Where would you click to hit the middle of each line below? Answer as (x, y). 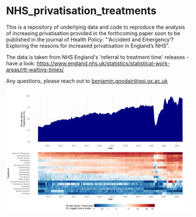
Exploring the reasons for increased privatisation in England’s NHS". (88, 46)
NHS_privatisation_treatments (81, 11)
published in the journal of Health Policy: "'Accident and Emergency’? (90, 39)
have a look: (21, 63)
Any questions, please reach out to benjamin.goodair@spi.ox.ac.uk (87, 81)
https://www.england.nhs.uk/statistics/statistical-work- (103, 63)
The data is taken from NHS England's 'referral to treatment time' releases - (97, 57)
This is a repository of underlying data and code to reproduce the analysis (96, 27)
